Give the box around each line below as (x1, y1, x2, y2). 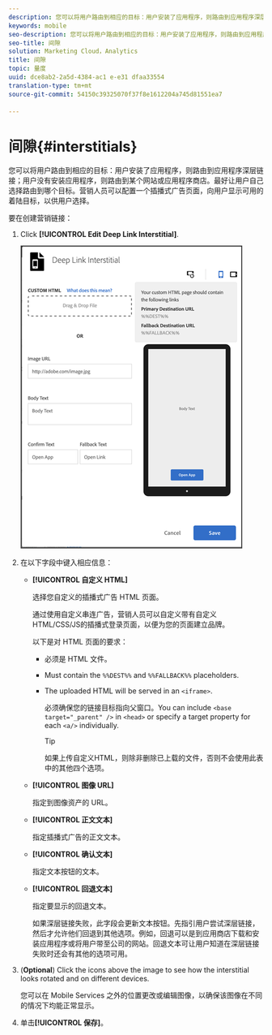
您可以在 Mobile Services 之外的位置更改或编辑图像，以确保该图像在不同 (19, 990, 263, 1000)
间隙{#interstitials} (8, 137, 138, 156)
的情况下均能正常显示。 (19, 1001, 99, 1011)
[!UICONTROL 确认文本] (32, 849, 113, 860)
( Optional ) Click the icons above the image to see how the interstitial (19, 965, 249, 975)
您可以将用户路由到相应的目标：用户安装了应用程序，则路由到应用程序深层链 (8, 166, 264, 175)
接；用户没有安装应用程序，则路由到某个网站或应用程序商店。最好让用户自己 (8, 175, 264, 186)
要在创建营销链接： (8, 213, 73, 223)
